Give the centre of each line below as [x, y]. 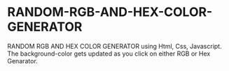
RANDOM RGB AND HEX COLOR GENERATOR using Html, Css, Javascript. [114, 46]
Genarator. [23, 61]
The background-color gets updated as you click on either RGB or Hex [109, 54]
